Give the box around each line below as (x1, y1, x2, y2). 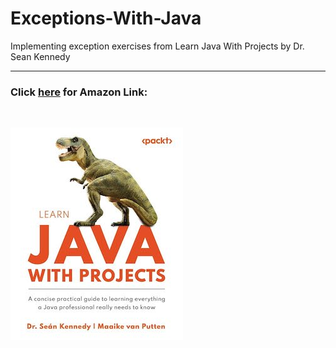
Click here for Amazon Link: (10, 85, 148, 99)
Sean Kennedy (10, 50, 71, 62)
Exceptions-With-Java (10, 7, 202, 30)
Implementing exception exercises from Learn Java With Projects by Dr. (10, 40, 305, 52)
